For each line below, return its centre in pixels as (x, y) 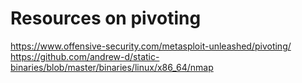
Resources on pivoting (106, 18)
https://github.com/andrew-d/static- (85, 56)
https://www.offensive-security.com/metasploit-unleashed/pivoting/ (151, 46)
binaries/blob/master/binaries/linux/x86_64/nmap (112, 67)
